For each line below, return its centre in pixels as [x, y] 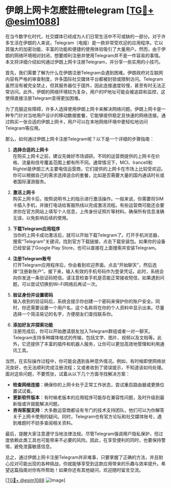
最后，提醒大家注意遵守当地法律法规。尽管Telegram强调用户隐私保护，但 [82, 433]
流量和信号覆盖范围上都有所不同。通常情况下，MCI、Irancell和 [87, 162]
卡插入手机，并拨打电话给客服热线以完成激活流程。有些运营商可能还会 [86, 205]
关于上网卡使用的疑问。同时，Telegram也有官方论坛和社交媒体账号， [85, 416]
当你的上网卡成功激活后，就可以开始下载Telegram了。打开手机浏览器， [87, 235]
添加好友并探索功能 [33, 324]
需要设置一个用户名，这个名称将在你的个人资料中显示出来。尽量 [97, 307]
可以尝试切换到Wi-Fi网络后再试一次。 [61, 284]
